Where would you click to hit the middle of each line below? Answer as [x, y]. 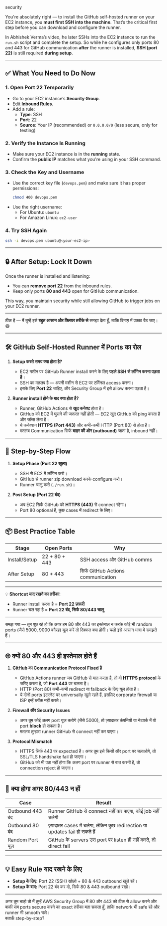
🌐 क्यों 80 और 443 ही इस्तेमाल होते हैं [51, 656]
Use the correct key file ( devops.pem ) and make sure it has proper [79, 183]
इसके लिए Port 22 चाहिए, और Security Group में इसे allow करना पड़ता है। [84, 388]
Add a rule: [24, 109]
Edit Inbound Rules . [33, 104]
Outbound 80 [23, 826]
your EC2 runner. [23, 306]
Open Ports [58, 548]
